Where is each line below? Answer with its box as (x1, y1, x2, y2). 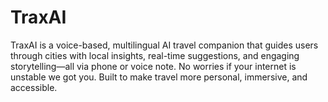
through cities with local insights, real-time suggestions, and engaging (10, 49, 300, 61)
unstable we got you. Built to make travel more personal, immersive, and (10, 71, 308, 83)
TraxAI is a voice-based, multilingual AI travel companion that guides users (10, 39, 319, 51)
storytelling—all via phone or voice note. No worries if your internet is (10, 60, 297, 72)
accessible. (10, 81, 58, 93)
